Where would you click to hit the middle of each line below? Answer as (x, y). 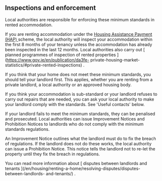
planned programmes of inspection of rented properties (60, 55)
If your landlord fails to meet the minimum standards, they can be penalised (80, 114)
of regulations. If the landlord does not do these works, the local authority (78, 143)
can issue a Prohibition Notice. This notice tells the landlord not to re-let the (80, 149)
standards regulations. (27, 129)
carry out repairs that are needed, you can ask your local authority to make (80, 99)
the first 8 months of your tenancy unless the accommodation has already (79, 44)
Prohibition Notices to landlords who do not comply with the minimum (74, 124)
